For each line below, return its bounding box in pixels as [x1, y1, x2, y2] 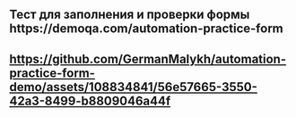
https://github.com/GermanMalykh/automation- [9, 51, 287, 66]
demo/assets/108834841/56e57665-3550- [9, 79, 258, 95]
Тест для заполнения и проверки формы [9, 7, 250, 22]
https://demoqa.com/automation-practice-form [9, 21, 284, 37]
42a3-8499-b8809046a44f [9, 93, 171, 108]
